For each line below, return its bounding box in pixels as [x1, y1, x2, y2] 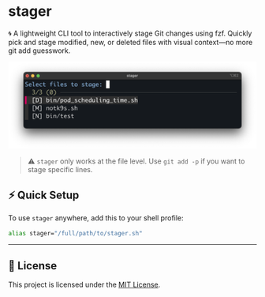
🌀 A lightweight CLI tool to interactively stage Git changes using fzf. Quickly [8, 28, 252, 38]
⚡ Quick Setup [8, 189, 80, 202]
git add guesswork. [8, 46, 71, 55]
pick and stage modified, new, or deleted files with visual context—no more [8, 37, 253, 47]
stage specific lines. [27, 164, 93, 174]
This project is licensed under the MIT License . [8, 280, 161, 290]
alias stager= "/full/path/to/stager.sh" [8, 230, 144, 238]
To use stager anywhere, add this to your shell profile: [8, 213, 184, 223]
